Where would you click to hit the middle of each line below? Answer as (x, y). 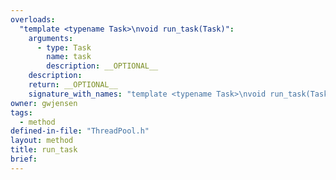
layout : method (42, 141)
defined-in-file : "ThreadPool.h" (80, 131)
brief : (24, 159)
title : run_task (44, 150)
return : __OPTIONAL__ (73, 85)
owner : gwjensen (44, 103)
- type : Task (64, 47)
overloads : (33, 19)
